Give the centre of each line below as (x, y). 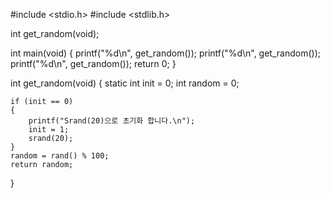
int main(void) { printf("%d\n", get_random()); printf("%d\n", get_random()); (165, 53)
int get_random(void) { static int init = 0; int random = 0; (125, 83)
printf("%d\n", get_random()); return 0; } (93, 63)
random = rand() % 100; (60, 156)
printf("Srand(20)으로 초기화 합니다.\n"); (112, 121)
